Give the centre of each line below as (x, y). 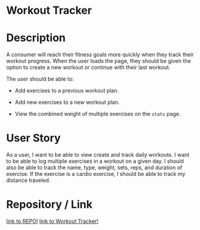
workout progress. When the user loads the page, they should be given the (99, 61)
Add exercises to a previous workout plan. (67, 91)
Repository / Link (49, 204)
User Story (34, 138)
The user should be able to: (40, 79)
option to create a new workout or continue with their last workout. (88, 67)
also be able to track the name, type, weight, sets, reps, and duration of (94, 168)
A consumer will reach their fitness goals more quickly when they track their (100, 55)
